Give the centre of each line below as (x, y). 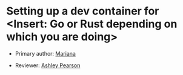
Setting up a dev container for (83, 11)
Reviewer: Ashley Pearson (48, 65)
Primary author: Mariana (45, 53)
